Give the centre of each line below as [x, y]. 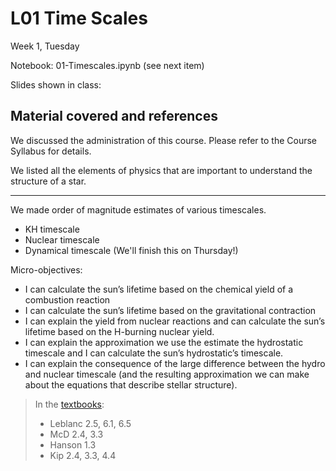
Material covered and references [114, 116]
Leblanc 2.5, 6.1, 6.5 [90, 423]
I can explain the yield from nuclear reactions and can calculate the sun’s [175, 321]
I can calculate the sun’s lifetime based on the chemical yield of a [159, 289]
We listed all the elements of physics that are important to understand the [161, 170]
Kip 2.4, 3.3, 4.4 [83, 455]
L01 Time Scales [79, 18]
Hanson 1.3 [73, 444]
